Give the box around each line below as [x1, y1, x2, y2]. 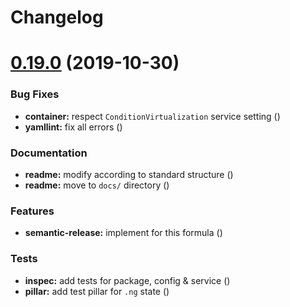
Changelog [10, 6, 104, 29]
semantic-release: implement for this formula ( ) [24, 227, 223, 239]
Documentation [10, 146, 88, 160]
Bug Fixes [10, 87, 60, 101]
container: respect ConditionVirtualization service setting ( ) [24, 110, 281, 122]
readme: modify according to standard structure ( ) [24, 168, 234, 180]
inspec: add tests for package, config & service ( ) [24, 274, 231, 286]
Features [10, 204, 55, 218]
